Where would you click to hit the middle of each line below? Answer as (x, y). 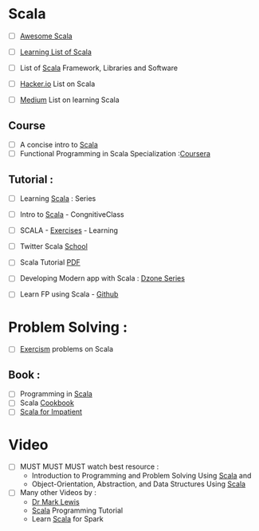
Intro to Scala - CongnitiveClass (72, 214)
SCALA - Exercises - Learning (69, 230)
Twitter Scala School (53, 246)
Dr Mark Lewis (55, 501)
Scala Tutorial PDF (50, 262)
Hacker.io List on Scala (57, 84)
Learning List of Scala (55, 52)
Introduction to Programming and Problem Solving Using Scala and (141, 476)
